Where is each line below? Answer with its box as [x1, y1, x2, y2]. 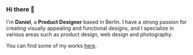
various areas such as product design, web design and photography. [6, 31, 173, 38]
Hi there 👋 [6, 5, 35, 13]
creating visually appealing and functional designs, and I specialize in [6, 25, 174, 32]
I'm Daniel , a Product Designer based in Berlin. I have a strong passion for [6, 19, 187, 26]
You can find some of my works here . [6, 42, 97, 49]
